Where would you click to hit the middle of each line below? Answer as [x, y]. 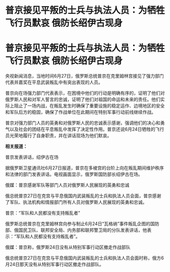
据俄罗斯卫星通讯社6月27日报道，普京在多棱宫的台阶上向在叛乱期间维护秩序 [85, 168]
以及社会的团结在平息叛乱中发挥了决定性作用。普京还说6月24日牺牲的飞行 [87, 129]
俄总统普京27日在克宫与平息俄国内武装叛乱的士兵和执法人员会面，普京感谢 [83, 196]
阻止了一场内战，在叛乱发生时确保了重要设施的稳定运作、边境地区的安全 [89, 106]
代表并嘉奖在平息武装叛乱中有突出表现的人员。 [54, 82]
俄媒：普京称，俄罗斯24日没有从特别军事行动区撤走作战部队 [68, 247]
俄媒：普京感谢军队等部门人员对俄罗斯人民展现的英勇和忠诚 [67, 185]
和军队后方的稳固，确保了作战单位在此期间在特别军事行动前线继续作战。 [80, 112]
